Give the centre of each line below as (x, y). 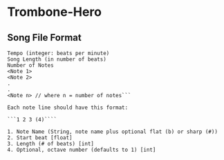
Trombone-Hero (55, 12)
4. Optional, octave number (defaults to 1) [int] (82, 150)
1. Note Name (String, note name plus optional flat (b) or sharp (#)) (112, 132)
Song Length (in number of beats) (57, 59)
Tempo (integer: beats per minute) (58, 53)
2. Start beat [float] (40, 138)
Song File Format (44, 38)
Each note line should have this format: (68, 108)
